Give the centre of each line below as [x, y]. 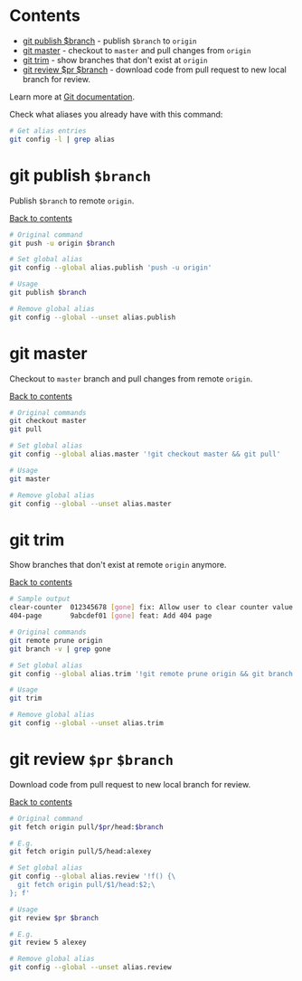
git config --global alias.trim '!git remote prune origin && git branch [151, 674]
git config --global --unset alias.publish [93, 317]
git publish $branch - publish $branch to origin [109, 41]
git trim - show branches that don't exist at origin [115, 60]
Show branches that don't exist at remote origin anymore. [118, 565]
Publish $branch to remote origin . [72, 201]
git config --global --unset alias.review [90, 967]
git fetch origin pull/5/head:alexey [80, 852]
